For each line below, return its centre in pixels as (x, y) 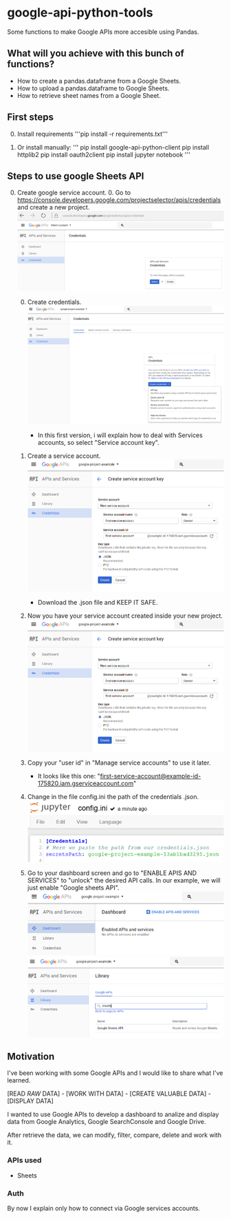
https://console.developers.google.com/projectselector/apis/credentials (119, 200)
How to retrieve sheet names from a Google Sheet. (89, 95)
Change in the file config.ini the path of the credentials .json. (113, 796)
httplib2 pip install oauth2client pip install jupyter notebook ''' (103, 154)
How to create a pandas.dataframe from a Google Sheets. (99, 81)
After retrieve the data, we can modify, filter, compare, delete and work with (114, 1135)
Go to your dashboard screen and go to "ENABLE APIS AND (112, 873)
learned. (19, 1080)
